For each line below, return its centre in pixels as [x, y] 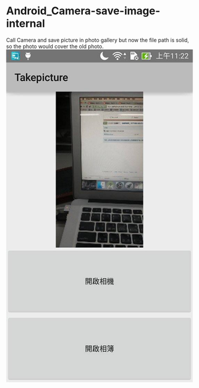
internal [26, 23]
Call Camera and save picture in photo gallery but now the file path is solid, [98, 40]
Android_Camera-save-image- [83, 11]
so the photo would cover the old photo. [55, 46]
